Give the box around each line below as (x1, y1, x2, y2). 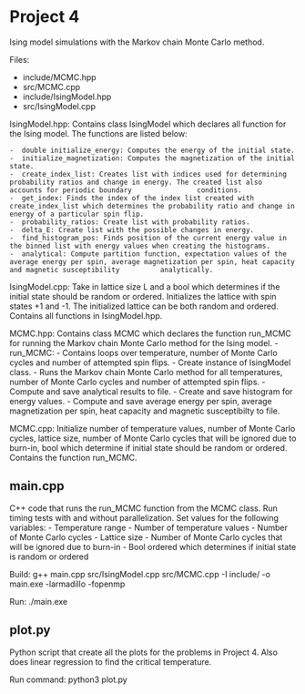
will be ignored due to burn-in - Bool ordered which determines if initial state (9, 541, 297, 552)
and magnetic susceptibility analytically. (9, 265, 214, 274)
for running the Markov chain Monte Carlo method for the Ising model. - (9, 337, 279, 348)
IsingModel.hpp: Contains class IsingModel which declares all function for (9, 118, 287, 129)
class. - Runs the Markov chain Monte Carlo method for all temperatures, (9, 366, 283, 377)
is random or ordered (9, 551, 89, 562)
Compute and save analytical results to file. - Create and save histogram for (9, 385, 293, 397)
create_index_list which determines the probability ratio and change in (9, 201, 296, 210)
